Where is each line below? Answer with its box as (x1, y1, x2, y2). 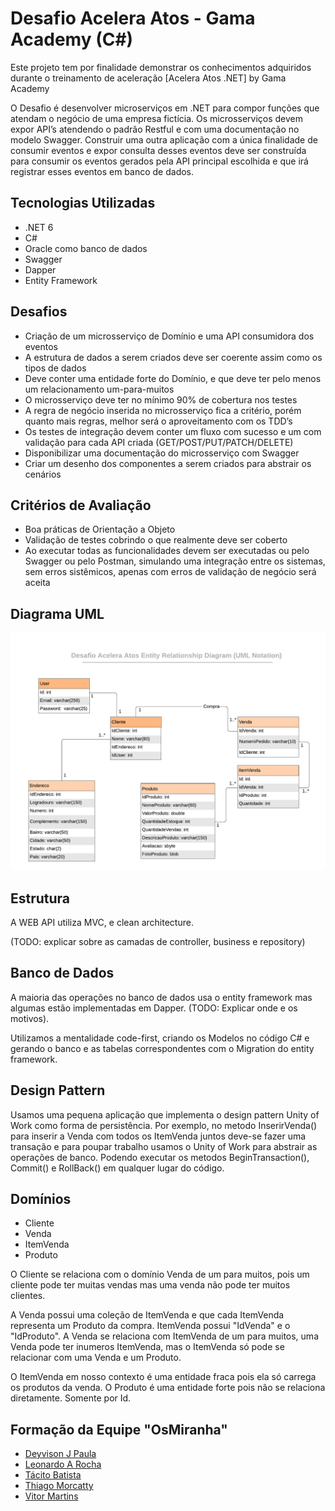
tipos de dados (24, 362, 87, 374)
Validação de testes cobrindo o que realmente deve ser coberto (24, 534, 288, 546)
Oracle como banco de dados (24, 242, 148, 254)
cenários (24, 468, 62, 480)
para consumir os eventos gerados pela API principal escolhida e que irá (10, 155, 309, 167)
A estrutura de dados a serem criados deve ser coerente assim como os (24, 351, 323, 363)
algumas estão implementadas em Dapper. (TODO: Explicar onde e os (10, 1002, 298, 1014)
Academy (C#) (10, 28, 134, 51)
